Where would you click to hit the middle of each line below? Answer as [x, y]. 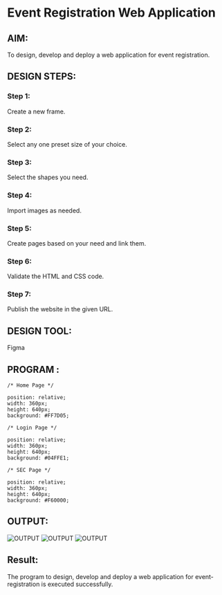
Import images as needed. [44, 210]
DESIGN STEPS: [42, 76]
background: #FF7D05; [38, 416]
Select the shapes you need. [48, 177]
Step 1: [19, 96]
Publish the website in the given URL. [60, 309]
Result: [23, 560]
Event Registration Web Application [112, 13]
